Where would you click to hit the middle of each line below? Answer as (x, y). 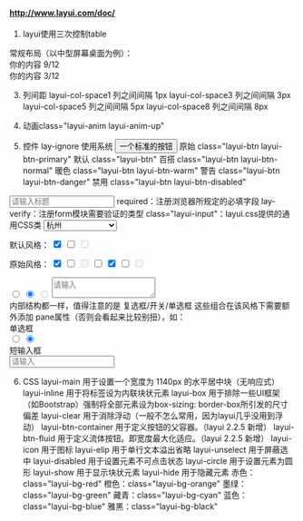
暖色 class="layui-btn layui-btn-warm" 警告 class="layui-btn (167, 171)
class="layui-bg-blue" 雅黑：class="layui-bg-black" (120, 506)
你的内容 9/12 (34, 64)
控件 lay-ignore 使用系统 (68, 146)
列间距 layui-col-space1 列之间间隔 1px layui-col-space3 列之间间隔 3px (157, 95)
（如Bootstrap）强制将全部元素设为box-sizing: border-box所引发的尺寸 (155, 405)
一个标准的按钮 (146, 147)
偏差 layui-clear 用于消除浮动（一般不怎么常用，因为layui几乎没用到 (149, 416)
